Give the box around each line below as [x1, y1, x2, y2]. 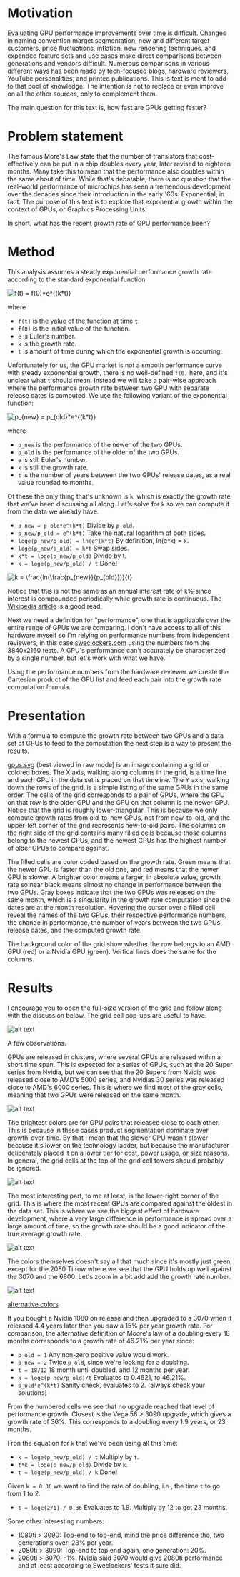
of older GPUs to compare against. [7, 843, 109, 852]
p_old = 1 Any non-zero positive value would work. [17, 1350, 169, 1358]
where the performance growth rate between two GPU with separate [7, 384, 209, 392]
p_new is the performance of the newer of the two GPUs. [17, 440, 183, 449]
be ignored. [7, 1163, 41, 1172]
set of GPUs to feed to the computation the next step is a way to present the [7, 739, 231, 747]
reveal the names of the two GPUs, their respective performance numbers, [7, 911, 227, 919]
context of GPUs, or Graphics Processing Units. [7, 205, 148, 214]
